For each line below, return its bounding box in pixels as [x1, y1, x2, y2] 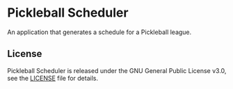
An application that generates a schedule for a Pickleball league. [7, 28, 192, 36]
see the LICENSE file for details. [7, 74, 99, 82]
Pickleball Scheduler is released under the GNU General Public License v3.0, [7, 66, 227, 74]
